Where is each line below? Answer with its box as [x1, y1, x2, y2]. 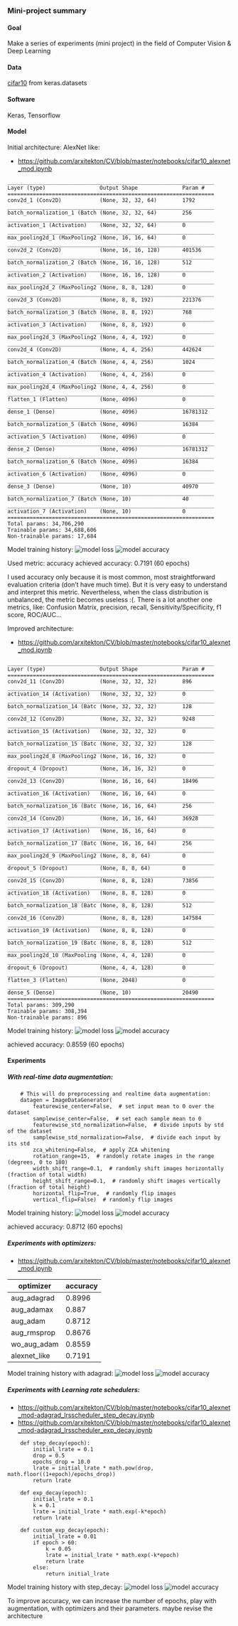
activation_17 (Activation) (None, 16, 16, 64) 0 [7, 827, 186, 834]
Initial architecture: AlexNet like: [7, 143, 100, 151]
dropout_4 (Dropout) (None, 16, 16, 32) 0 [7, 765, 186, 772]
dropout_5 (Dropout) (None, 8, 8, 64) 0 [7, 865, 186, 872]
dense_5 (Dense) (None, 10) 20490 [7, 989, 199, 996]
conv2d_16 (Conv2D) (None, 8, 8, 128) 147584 [7, 914, 202, 921]
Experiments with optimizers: [7, 1239, 97, 1247]
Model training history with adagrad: [7, 1369, 114, 1378]
